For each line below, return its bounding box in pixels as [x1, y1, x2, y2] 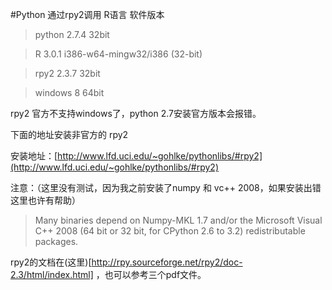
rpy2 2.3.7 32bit [34, 68, 101, 79]
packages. [34, 236, 79, 247]
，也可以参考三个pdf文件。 [95, 269, 207, 280]
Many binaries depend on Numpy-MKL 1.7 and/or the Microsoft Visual [34, 214, 323, 226]
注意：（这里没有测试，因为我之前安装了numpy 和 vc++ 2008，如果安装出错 [10, 182, 322, 193]
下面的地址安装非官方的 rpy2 [10, 129, 129, 140]
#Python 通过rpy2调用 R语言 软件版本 [10, 9, 165, 20]
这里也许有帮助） [10, 194, 81, 206]
